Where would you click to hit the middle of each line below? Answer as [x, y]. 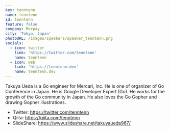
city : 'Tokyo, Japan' [28, 34]
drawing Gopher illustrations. [36, 102]
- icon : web [23, 62]
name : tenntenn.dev [35, 72]
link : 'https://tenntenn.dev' [47, 67]
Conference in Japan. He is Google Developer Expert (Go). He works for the [85, 91]
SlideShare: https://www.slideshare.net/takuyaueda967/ [72, 123]
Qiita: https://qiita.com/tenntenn [46, 117]
